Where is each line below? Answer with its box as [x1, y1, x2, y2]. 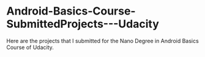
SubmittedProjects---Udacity [6, 17, 159, 31]
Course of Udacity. [6, 44, 54, 51]
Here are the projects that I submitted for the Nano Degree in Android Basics [6, 37, 199, 44]
